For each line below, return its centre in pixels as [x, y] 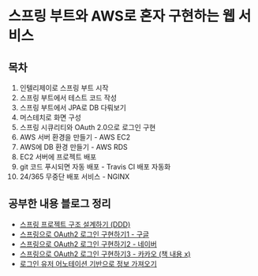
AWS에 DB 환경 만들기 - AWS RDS [73, 147]
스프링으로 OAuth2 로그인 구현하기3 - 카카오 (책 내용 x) [105, 254]
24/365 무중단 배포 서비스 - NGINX [75, 177]
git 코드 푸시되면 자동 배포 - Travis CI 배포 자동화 [95, 167]
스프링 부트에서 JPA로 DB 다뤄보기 [73, 108]
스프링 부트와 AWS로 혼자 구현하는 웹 [122, 16]
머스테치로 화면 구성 [50, 117]
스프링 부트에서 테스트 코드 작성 [68, 98]
